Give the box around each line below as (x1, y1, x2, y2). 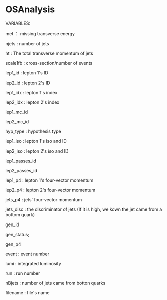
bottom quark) (5, 211, 35, 217)
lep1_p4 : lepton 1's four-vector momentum (5, 177, 94, 183)
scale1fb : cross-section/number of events (5, 60, 93, 66)
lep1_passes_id (5, 158, 36, 164)
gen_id (5, 221, 19, 228)
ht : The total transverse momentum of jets (5, 50, 94, 56)
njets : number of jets (5, 40, 49, 46)
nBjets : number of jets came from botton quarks (5, 280, 106, 286)
